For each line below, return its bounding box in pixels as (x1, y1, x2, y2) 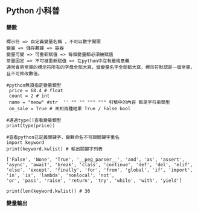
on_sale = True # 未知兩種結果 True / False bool (8, 105, 131, 111)
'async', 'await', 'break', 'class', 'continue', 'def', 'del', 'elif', (6, 161, 193, 167)
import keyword (6, 139, 45, 146)
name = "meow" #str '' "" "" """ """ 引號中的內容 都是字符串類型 (8, 99, 170, 105)
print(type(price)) (6, 122, 56, 128)
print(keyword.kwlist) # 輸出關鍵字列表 (6, 146, 103, 152)
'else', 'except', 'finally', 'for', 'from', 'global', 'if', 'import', (6, 167, 193, 173)
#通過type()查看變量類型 (6, 117, 62, 123)
